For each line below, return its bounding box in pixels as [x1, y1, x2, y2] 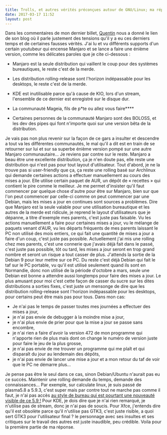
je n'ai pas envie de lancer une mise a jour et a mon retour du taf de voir [12, 356, 160, 362]
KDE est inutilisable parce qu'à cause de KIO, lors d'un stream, [12, 90, 141, 97]
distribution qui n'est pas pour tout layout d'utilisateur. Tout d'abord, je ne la [5, 162, 161, 168]
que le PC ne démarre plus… [12, 361, 71, 368]
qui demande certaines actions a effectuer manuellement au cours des [5, 173, 150, 178]
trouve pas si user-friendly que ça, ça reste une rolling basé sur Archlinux [5, 167, 156, 173]
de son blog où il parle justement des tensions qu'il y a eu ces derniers [5, 35, 150, 41]
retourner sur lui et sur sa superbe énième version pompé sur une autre [5, 146, 152, 152]
